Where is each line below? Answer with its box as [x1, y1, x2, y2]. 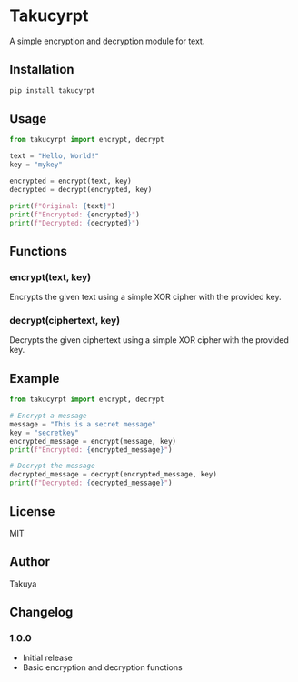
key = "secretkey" [9, 428, 79, 437]
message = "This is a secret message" [9, 419, 156, 428]
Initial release [22, 652, 73, 664]
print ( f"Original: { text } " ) [9, 201, 116, 210]
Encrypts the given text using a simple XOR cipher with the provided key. [9, 292, 282, 303]
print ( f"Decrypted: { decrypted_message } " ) [9, 478, 173, 487]
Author [9, 554, 50, 569]
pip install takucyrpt [9, 85, 95, 95]
